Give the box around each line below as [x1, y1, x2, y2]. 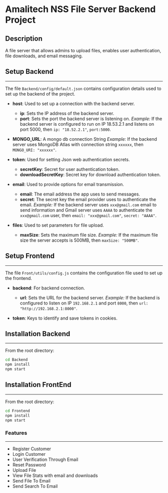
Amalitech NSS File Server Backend [5, 4, 156, 15]
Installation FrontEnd [5, 380, 71, 389]
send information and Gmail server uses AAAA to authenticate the [19, 207, 152, 213]
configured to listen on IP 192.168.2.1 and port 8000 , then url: [19, 300, 148, 306]
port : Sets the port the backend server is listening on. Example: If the [19, 116, 162, 122]
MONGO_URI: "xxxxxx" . [12, 147, 56, 153]
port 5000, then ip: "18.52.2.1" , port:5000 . [19, 126, 111, 132]
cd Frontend [5, 408, 30, 413]
